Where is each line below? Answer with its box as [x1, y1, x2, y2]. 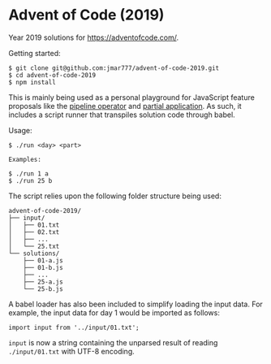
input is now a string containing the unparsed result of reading [8, 337, 218, 347]
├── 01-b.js [23, 263, 63, 271]
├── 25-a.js [23, 278, 63, 286]
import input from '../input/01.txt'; [8, 323, 140, 331]
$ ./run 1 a [8, 169, 49, 178]
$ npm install [8, 78, 57, 86]
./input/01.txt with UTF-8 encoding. [8, 346, 135, 356]
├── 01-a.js [23, 256, 63, 265]
